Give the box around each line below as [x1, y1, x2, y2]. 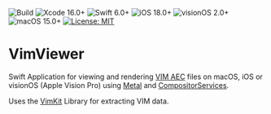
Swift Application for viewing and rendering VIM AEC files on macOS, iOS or [8, 72, 263, 81]
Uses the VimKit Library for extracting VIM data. [8, 96, 169, 106]
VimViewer [8, 45, 85, 64]
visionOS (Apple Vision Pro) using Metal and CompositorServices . [8, 80, 229, 90]
